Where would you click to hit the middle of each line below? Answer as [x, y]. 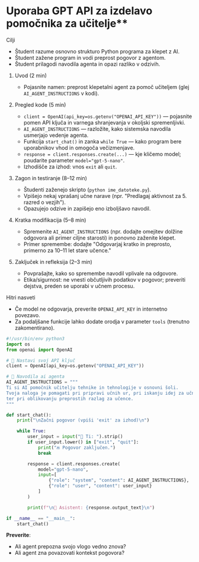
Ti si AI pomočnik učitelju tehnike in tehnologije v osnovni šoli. [92, 388]
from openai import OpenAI [39, 350]
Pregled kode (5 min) [40, 104]
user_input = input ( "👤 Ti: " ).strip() [75, 437]
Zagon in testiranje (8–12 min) [51, 178]
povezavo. [27, 315]
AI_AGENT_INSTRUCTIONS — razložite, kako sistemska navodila [97, 129]
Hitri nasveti [21, 297]
